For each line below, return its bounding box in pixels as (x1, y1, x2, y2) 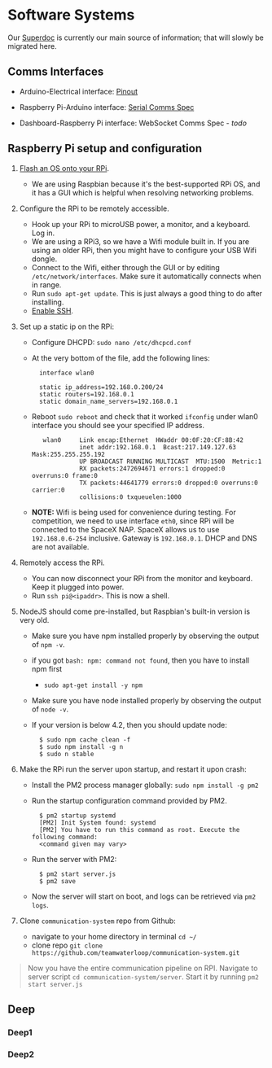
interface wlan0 (38, 369, 94, 377)
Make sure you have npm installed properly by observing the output (31, 631, 260, 641)
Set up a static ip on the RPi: (19, 322, 115, 331)
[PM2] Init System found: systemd (38, 818, 156, 827)
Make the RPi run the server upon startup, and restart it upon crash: (19, 764, 247, 774)
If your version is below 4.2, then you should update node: (31, 720, 227, 729)
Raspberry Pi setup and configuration (7, 142, 203, 155)
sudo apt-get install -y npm (43, 681, 143, 689)
